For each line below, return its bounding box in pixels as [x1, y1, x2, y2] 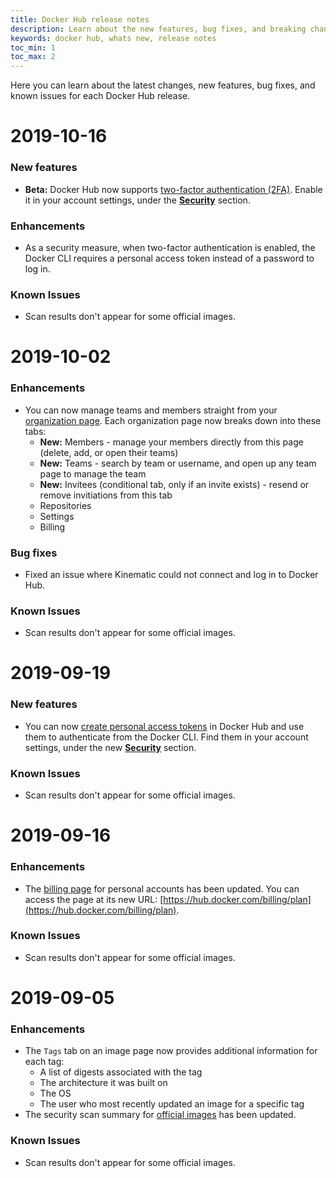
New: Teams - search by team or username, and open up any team [39, 457, 317, 469]
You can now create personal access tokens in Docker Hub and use [24, 720, 305, 732]
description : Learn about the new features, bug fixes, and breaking [10, 24, 307, 34]
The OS [39, 1087, 72, 1100]
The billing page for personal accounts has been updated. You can [24, 882, 300, 895]
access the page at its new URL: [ [24, 893, 164, 905]
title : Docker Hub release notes [10, 14, 150, 25]
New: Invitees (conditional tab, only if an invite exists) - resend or [39, 478, 310, 490]
